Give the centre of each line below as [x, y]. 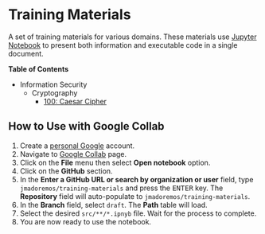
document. [26, 53]
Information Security [53, 84]
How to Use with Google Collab [86, 126]
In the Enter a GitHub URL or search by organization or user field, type [136, 179]
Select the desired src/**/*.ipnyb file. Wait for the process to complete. [138, 213]
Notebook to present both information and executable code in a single [123, 45]
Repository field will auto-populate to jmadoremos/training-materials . [135, 196]
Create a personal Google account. [77, 146]
